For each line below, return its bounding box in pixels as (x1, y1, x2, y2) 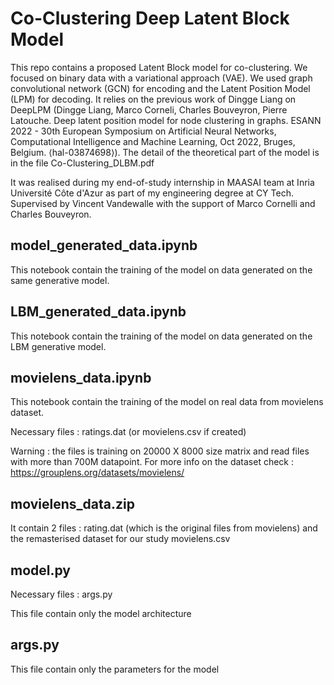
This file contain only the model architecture (10, 608, 192, 619)
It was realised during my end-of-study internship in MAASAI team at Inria (10, 176, 315, 188)
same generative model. (10, 274, 110, 286)
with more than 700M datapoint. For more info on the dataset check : (10, 456, 294, 468)
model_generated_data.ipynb (10, 237, 198, 254)
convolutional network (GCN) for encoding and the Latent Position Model (10, 82, 311, 94)
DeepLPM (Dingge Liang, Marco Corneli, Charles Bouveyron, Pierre (10, 103, 288, 116)
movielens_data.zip (10, 495, 135, 512)
